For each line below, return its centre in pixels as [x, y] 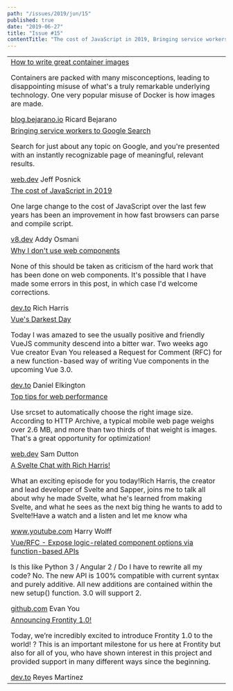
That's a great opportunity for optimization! [81, 439]
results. [23, 164]
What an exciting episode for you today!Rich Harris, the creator [113, 481]
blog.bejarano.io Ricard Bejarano [64, 120]
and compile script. [42, 224]
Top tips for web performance [59, 397]
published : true [31, 20]
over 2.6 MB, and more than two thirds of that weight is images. [114, 430]
